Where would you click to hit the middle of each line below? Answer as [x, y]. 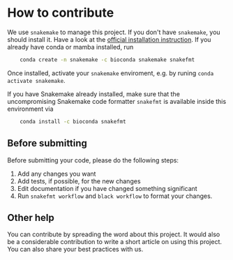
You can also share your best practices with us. [75, 250]
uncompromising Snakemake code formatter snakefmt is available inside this [117, 101]
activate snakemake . [36, 80]
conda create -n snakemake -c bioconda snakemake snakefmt [107, 60]
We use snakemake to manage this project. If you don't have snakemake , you [114, 32]
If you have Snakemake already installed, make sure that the [93, 94]
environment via [30, 109]
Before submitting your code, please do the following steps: [93, 160]
